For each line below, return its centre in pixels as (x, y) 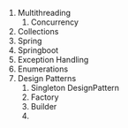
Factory (45, 97)
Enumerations (43, 69)
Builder (44, 106)
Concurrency (55, 22)
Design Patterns (47, 78)
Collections (38, 31)
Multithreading (44, 13)
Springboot (38, 50)
